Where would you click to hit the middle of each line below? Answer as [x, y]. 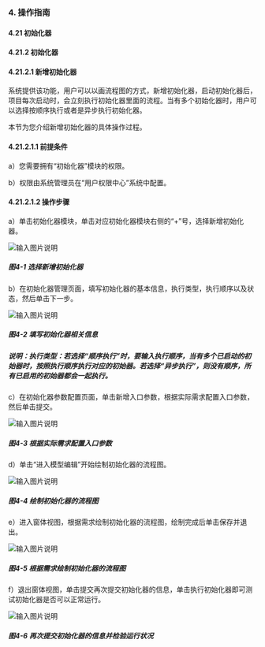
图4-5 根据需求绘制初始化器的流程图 [67, 568]
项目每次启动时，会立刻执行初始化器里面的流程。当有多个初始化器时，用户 [129, 101]
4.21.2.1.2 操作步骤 [39, 202]
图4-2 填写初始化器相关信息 [53, 335]
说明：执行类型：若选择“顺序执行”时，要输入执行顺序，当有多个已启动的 [126, 355]
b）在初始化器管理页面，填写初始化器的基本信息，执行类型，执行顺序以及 [128, 288]
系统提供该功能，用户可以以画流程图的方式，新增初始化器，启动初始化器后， [132, 91]
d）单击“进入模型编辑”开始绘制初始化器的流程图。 [90, 464]
